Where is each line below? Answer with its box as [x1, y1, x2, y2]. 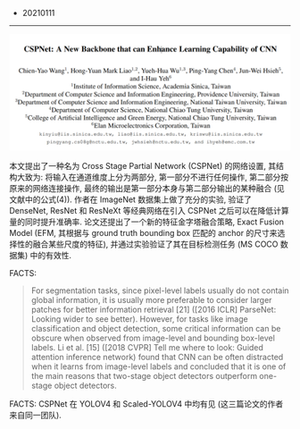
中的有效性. [29, 249, 72, 260]
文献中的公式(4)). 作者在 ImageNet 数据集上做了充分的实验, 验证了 [9, 194, 253, 205]
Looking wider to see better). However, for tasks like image [30, 313, 248, 324]
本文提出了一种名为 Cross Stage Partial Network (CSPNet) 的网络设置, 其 [9, 160, 277, 171]
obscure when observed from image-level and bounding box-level [30, 332, 275, 343]
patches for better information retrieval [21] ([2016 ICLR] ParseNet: [30, 304, 277, 315]
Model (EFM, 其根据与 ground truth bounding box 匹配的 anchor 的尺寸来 [9, 227, 278, 238]
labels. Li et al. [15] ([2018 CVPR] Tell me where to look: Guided [30, 341, 263, 352]
